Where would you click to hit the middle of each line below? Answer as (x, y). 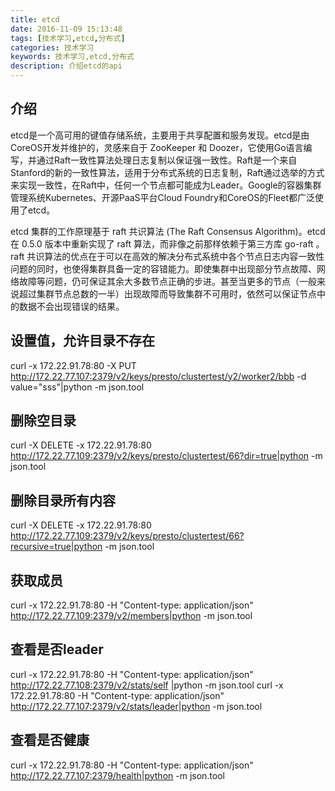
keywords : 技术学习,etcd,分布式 (72, 57)
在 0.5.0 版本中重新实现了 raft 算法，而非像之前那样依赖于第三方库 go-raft (162, 243)
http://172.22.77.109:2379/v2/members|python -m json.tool (131, 616)
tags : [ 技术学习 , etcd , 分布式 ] (68, 38)
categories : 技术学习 (52, 47)
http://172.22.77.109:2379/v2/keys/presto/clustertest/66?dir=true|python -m (166, 456)
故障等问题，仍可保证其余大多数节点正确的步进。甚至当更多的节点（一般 (167, 281)
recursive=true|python (56, 547)
